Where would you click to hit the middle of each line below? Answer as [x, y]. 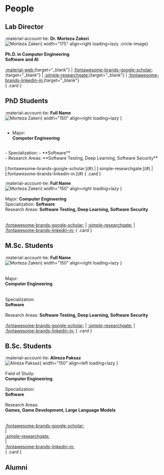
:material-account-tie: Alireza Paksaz [43, 358]
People [20, 9]
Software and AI [22, 59]
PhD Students [27, 101]
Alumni [16, 467]
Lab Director [24, 27]
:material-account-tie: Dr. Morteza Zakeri [47, 38]
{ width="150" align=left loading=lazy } [79, 363]
